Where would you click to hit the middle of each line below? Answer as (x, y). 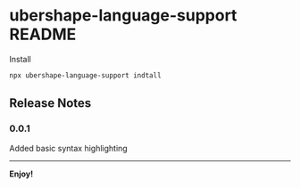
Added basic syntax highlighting (68, 148)
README (43, 34)
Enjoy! (21, 174)
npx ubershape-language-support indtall (86, 75)
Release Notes (50, 103)
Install (20, 59)
